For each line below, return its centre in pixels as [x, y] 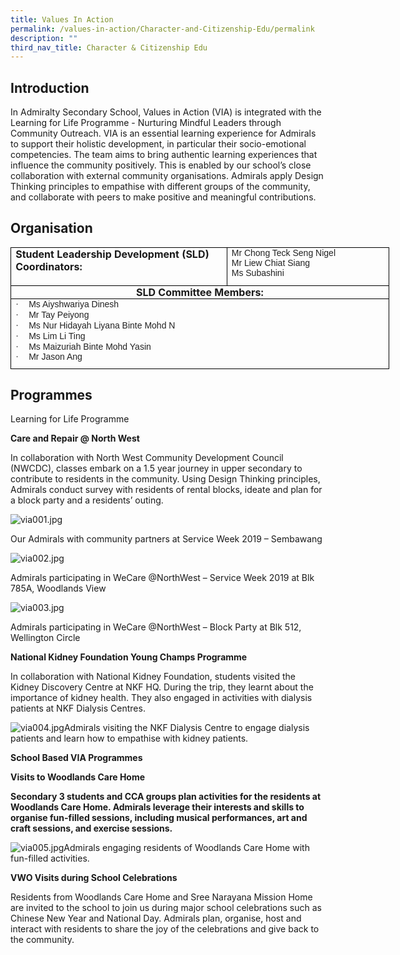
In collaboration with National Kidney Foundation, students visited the [153, 677]
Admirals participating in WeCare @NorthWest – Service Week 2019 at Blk [162, 578]
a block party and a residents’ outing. [87, 500]
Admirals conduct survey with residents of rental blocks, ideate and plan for [166, 490]
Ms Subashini [258, 272]
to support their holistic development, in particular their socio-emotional [158, 144]
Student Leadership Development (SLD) [112, 254]
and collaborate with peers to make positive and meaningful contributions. [163, 197]
